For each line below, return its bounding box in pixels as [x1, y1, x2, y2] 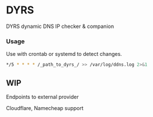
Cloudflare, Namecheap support [6, 104, 84, 111]
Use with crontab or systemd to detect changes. [6, 51, 123, 58]
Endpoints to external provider [6, 93, 79, 100]
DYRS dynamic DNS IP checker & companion [6, 23, 114, 30]
